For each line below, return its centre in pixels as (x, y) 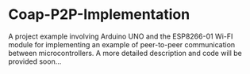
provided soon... (35, 61)
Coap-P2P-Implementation (99, 15)
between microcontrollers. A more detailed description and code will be (125, 53)
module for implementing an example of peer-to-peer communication (122, 44)
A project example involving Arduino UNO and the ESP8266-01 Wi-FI (121, 36)
